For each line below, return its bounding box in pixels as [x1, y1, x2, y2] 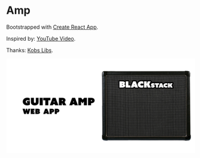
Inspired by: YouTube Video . [6, 35, 76, 42]
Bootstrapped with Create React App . [6, 23, 99, 31]
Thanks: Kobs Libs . [6, 46, 53, 54]
